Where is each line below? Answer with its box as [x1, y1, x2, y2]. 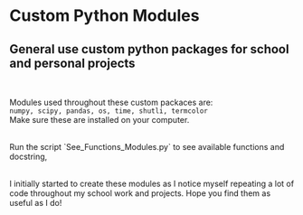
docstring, [9, 151, 48, 162]
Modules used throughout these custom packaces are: [9, 97, 213, 107]
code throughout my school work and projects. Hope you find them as [9, 188, 271, 199]
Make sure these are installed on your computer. [9, 115, 190, 125]
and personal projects [9, 55, 136, 70]
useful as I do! [9, 198, 62, 208]
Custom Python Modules [9, 5, 200, 26]
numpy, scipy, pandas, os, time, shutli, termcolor [9, 107, 208, 116]
